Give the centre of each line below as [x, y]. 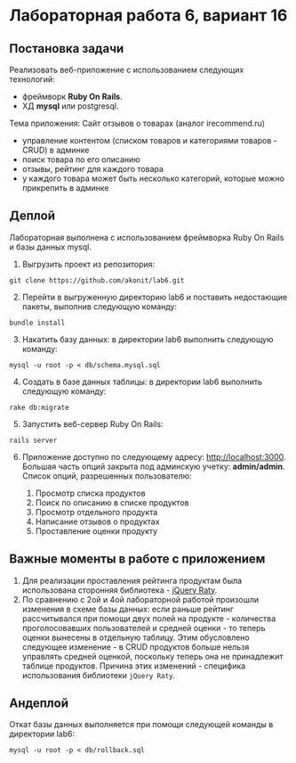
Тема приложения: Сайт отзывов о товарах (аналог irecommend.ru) [137, 123]
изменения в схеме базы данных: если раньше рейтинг [128, 609]
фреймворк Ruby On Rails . [72, 96]
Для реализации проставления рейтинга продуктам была [132, 580]
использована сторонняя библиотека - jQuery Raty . [120, 590]
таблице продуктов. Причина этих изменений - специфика [134, 666]
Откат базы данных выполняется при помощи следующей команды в [141, 725]
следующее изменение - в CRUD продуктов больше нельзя [136, 646]
